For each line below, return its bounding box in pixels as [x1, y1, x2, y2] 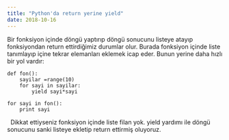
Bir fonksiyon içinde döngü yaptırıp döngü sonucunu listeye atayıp [7, 35, 193, 43]
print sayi [19, 106, 51, 113]
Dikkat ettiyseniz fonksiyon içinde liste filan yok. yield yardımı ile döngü [10, 117, 211, 126]
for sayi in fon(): [7, 100, 63, 107]
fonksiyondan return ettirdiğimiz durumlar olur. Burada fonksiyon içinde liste [7, 42, 221, 51]
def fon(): [7, 70, 38, 77]
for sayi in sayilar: [19, 82, 81, 89]
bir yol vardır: [7, 57, 44, 65]
